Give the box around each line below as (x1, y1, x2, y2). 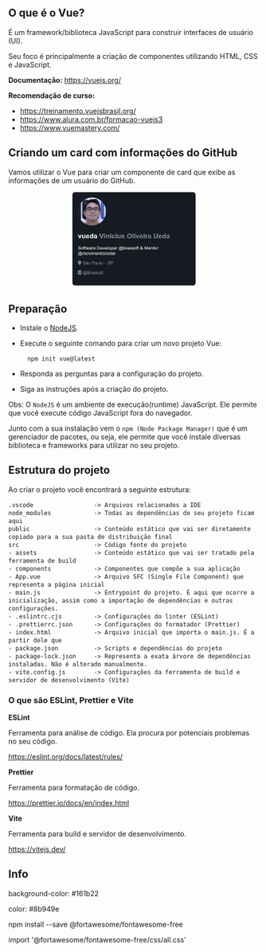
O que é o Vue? (8, 6, 85, 20)
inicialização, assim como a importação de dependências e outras (8, 596, 233, 604)
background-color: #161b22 (8, 888, 100, 898)
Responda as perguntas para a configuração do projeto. (19, 369, 205, 378)
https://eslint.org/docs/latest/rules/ (8, 752, 123, 762)
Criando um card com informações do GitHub (8, 146, 238, 160)
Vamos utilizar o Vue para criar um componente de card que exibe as (8, 167, 236, 177)
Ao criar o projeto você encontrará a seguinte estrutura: (8, 485, 191, 494)
